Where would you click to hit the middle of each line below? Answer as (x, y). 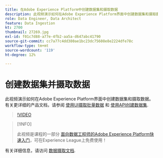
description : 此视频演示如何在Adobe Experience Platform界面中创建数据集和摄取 (81, 14)
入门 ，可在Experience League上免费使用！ (64, 140)
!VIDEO (24, 115)
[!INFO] (24, 124)
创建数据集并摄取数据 (48, 84)
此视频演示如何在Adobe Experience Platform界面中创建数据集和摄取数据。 (79, 99)
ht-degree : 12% (20, 55)
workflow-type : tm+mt (27, 46)
